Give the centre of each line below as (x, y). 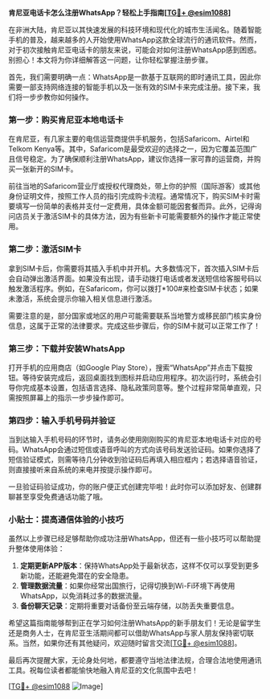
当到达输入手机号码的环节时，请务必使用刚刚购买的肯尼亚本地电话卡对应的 (131, 440)
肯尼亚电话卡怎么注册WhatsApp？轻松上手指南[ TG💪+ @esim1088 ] (120, 12)
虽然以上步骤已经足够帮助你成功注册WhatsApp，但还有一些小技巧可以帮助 (131, 539)
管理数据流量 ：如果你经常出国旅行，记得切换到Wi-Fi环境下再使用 (127, 586)
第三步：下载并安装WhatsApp (67, 348)
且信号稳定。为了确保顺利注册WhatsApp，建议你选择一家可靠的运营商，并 (131, 159)
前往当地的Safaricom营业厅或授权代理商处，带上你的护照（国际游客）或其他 (135, 186)
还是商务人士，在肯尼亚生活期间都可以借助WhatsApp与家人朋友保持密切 (128, 633)
